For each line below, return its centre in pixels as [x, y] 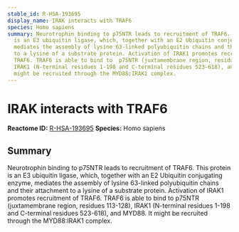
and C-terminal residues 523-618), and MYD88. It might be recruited [108, 213]
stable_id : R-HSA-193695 [44, 14]
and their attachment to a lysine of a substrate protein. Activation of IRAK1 [116, 191]
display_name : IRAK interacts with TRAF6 [70, 21]
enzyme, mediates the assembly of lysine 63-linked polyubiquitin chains [113, 183]
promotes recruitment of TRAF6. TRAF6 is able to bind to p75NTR [103, 198]
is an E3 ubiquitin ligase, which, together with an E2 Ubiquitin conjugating [115, 176]
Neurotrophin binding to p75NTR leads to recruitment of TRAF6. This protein [119, 168]
